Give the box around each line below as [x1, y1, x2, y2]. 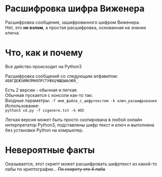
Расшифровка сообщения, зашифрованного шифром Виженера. [5, 19, 140, 25]
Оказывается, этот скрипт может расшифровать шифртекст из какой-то [5, 161, 158, 167]
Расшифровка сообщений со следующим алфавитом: [5, 73, 118, 79]
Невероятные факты [5, 144, 95, 156]
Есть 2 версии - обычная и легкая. [5, 87, 78, 93]
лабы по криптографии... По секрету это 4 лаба [5, 166, 105, 172]
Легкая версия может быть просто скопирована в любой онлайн [5, 117, 142, 123]
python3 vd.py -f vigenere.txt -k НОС [5, 108, 85, 113]
